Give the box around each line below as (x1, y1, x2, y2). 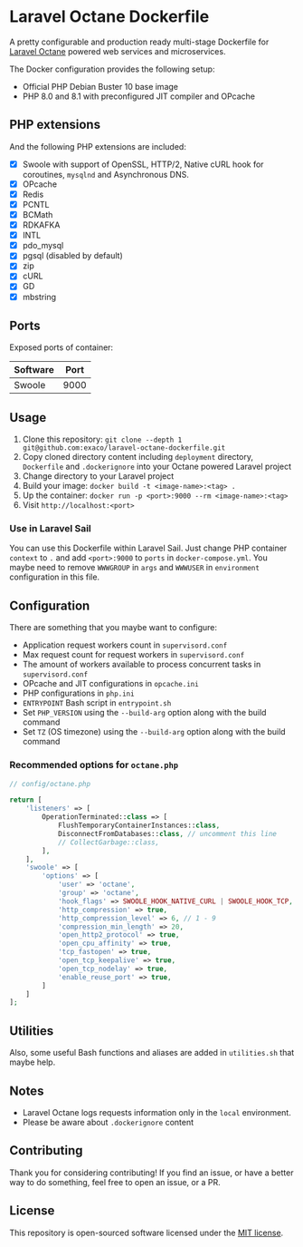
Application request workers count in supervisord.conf (22, 639, 228, 650)
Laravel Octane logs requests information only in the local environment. (22, 1106, 291, 1117)
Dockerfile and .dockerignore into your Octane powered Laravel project (22, 461, 292, 472)
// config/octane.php (9, 779, 91, 788)
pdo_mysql (22, 240, 64, 251)
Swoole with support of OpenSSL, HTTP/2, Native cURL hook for (22, 159, 264, 170)
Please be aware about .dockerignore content (22, 1116, 194, 1127)
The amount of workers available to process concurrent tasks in (22, 659, 261, 670)
